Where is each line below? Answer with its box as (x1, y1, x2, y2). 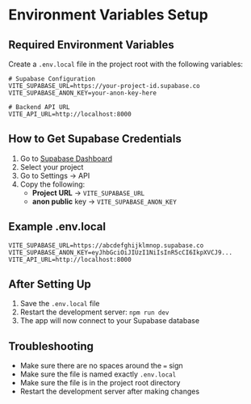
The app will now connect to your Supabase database (19, 316, 200, 326)
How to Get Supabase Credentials (8, 132, 182, 146)
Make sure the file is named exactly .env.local (19, 369, 177, 379)
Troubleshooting (8, 339, 94, 353)
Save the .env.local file (19, 299, 100, 309)
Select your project (19, 162, 84, 171)
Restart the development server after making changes (19, 386, 200, 397)
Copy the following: (19, 179, 86, 189)
